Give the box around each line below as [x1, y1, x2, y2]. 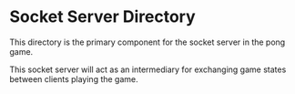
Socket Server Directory [9, 6, 196, 27]
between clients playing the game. [9, 73, 138, 84]
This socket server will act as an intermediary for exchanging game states [9, 64, 287, 75]
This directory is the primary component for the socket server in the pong [9, 37, 286, 47]
